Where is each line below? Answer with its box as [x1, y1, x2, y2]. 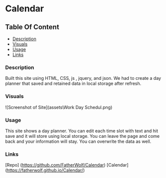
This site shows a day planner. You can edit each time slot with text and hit [5, 127, 159, 134]
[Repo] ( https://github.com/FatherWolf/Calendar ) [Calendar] [5, 162, 129, 168]
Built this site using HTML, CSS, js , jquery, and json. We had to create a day [5, 75, 161, 81]
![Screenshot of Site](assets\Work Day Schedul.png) [5, 104, 113, 110]
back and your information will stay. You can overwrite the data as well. [5, 138, 152, 144]
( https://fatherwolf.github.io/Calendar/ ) [5, 167, 85, 174]
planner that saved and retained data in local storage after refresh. [5, 80, 142, 87]
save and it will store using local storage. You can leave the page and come [5, 133, 160, 139]
